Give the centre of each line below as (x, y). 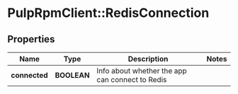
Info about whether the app (142, 71)
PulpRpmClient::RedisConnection (108, 13)
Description (148, 59)
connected (29, 75)
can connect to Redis (132, 80)
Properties (31, 39)
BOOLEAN (72, 75)
